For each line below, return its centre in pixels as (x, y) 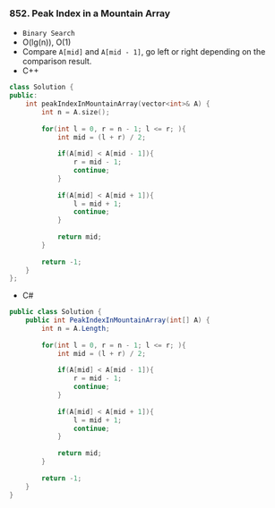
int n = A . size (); (76, 112)
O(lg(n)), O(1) (47, 42)
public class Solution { (56, 312)
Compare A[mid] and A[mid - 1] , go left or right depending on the (144, 52)
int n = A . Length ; (76, 329)
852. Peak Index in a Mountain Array (90, 13)
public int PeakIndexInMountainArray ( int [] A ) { (118, 320)
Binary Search (48, 34)
